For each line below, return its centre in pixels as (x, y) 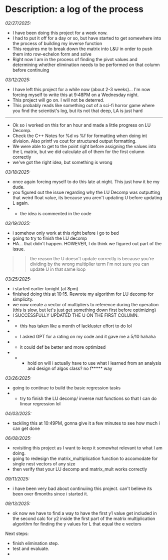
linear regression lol (40, 403)
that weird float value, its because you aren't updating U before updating (87, 197)
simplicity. (23, 299)
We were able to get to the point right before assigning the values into (84, 146)
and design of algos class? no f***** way (70, 368)
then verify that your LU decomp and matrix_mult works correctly (80, 469)
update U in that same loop (58, 269)
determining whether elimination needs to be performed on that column (86, 65)
